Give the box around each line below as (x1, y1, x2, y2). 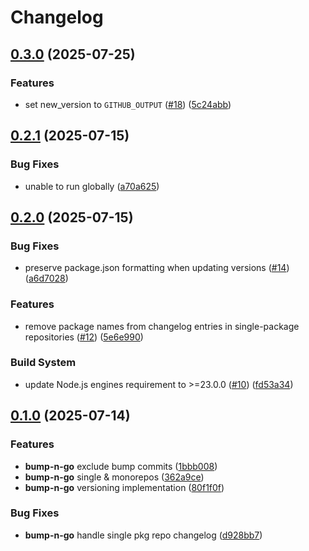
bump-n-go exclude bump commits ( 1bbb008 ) (24, 460, 218, 472)
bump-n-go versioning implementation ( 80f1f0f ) (24, 481, 225, 493)
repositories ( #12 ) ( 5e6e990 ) (24, 331, 144, 343)
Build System (10, 356, 77, 370)
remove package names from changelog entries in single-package (24, 320, 300, 332)
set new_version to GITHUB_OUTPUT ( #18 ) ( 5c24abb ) (24, 98, 232, 110)
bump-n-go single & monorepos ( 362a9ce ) (24, 471, 205, 483)
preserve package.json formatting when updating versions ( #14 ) (24, 262, 290, 274)
